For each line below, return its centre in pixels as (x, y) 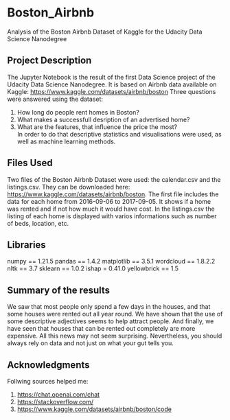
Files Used (30, 163)
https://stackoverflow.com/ (55, 402)
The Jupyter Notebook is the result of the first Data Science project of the (112, 77)
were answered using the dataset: (55, 99)
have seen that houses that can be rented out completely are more (101, 329)
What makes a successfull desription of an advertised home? (103, 119)
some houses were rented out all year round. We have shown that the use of (115, 314)
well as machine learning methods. (66, 141)
